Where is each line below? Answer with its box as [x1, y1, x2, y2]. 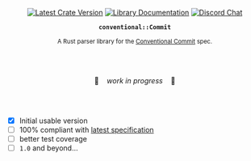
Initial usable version [19, 116, 88, 125]
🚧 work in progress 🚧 [94, 76, 176, 85]
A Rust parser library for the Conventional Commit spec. [56, 37, 213, 45]
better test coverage [19, 134, 88, 144]
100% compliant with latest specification [19, 125, 154, 135]
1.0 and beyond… [19, 143, 78, 153]
